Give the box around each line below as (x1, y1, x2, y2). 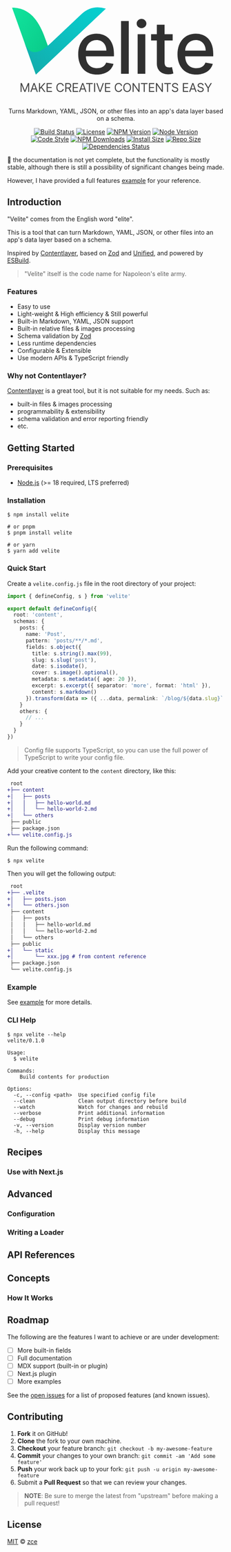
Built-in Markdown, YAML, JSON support (17, 317, 134, 326)
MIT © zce (7, 1537, 38, 1545)
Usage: (7, 1049, 26, 1056)
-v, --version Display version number (13, 1121, 147, 1129)
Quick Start (7, 563, 46, 573)
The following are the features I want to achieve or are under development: (7, 1332, 220, 1341)
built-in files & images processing (17, 400, 112, 409)
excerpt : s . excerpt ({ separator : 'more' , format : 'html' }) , (32, 682, 212, 689)
